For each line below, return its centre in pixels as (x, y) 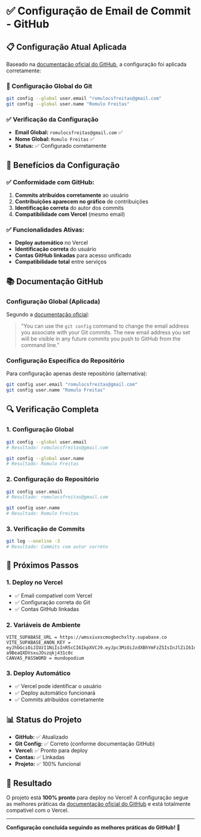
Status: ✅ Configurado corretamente (60, 146)
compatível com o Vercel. (37, 810)
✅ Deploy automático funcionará (55, 693)
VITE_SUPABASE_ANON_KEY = (38, 643)
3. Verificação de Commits (46, 529)
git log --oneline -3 (33, 541)
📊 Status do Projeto (44, 719)
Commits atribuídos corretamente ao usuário (71, 195)
